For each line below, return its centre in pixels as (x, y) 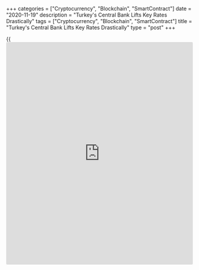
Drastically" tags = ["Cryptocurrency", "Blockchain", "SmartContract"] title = (99, 21)
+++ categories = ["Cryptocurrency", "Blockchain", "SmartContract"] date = (99, 9)
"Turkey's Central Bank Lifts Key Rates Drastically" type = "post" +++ (91, 27)
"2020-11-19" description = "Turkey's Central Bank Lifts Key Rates (87, 15)
